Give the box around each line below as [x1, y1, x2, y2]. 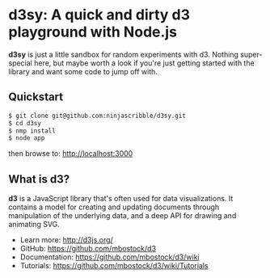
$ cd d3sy [8, 119, 42, 127]
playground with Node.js [8, 23, 178, 41]
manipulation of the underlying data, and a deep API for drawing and [8, 211, 237, 221]
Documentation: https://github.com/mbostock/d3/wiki [19, 252, 200, 262]
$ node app [8, 134, 45, 142]
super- [239, 49, 263, 59]
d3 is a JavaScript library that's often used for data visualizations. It [8, 194, 234, 204]
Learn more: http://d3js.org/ [19, 235, 113, 245]
